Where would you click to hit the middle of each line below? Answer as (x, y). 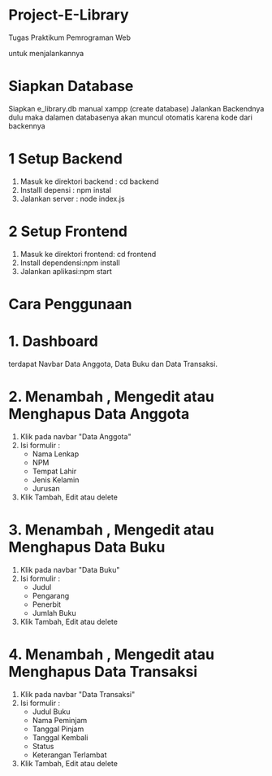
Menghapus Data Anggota (99, 414)
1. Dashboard (54, 341)
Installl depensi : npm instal (66, 190)
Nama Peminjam (60, 720)
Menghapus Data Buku (87, 547)
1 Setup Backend (66, 159)
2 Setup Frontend (68, 231)
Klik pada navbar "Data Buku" (70, 569)
